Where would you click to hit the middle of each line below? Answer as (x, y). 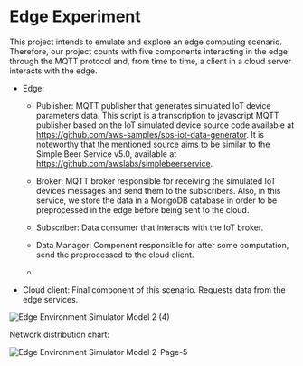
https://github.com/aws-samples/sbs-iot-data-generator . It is (150, 134)
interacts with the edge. (53, 71)
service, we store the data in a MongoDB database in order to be (156, 200)
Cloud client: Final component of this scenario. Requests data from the (154, 289)
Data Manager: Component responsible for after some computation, (162, 245)
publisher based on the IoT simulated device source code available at (165, 125)
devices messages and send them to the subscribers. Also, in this (158, 190)
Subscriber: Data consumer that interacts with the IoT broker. (150, 227)
